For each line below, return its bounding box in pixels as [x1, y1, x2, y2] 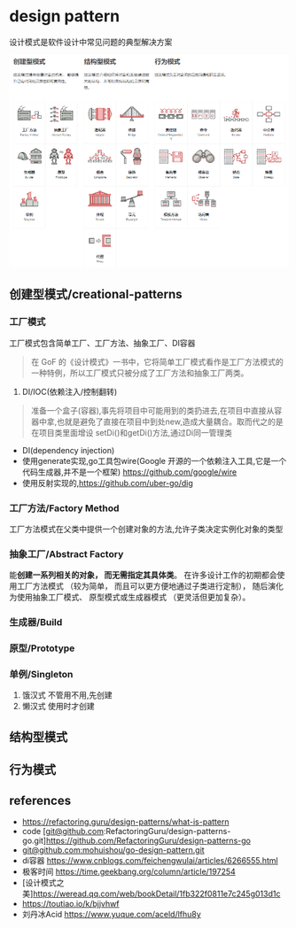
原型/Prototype [9, 642, 75, 654]
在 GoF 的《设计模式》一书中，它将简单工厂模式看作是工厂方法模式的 [30, 356, 284, 367]
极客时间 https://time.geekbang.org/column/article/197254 [21, 866, 237, 877]
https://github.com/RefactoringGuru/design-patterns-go [45, 835, 251, 846]
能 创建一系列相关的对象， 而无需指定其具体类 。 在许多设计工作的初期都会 [9, 569, 277, 581]
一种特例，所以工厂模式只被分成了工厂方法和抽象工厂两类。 [30, 367, 249, 378]
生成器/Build [9, 616, 63, 629]
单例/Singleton [9, 669, 74, 681]
